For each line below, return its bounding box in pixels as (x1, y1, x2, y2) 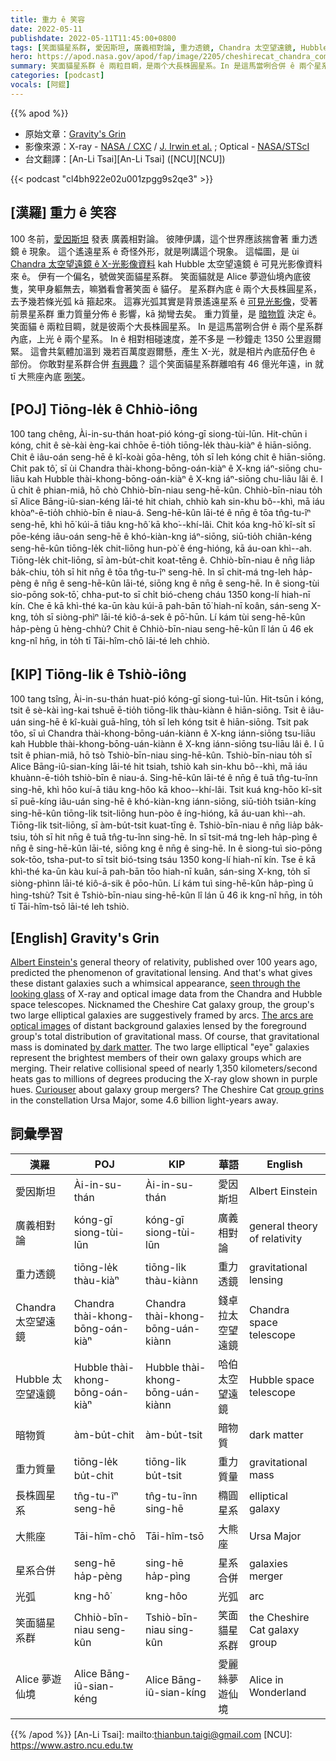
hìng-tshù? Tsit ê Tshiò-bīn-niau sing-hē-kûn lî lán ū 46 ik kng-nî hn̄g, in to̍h (10, 889, 323, 901)
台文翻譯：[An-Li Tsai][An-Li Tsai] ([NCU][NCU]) (24, 152, 226, 165)
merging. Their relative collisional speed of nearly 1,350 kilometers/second (10, 1062, 318, 1074)
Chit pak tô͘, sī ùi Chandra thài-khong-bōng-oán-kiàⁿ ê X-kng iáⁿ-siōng (10, 462, 302, 475)
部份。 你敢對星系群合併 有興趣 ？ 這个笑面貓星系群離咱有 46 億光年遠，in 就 (10, 357, 325, 370)
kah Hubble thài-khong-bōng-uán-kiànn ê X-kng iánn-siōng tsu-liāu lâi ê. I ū (10, 738, 325, 750)
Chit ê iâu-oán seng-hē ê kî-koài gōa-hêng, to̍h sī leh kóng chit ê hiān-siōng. (10, 451, 326, 463)
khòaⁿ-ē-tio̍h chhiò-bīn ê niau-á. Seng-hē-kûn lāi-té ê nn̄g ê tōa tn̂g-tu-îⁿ (10, 507, 312, 519)
